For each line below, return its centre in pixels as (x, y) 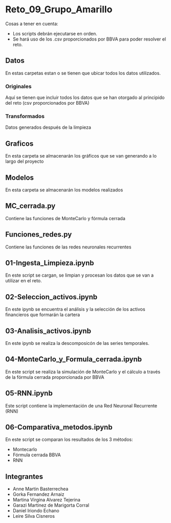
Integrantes (24, 477)
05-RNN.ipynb (29, 393)
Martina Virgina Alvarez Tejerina (47, 500)
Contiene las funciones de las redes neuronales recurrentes (68, 247)
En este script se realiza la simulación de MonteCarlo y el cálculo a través (83, 372)
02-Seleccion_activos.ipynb (51, 297)
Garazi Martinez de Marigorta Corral (51, 505)
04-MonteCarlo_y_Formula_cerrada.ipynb (74, 360)
